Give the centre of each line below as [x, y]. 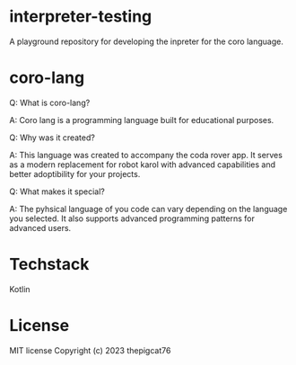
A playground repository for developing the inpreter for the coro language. [147, 41]
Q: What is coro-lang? [50, 102]
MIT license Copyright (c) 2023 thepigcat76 [90, 350]
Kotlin [20, 289]
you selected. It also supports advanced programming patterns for [132, 218]
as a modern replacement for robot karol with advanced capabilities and [143, 165]
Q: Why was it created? [52, 138]
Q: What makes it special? [57, 191]
